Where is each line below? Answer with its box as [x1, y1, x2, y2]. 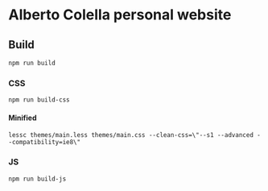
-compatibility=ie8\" [8, 138, 81, 146]
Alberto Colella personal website [8, 6, 232, 24]
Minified [8, 113, 37, 122]
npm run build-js [8, 175, 67, 183]
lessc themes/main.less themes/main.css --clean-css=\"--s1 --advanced [8, 131, 254, 139]
